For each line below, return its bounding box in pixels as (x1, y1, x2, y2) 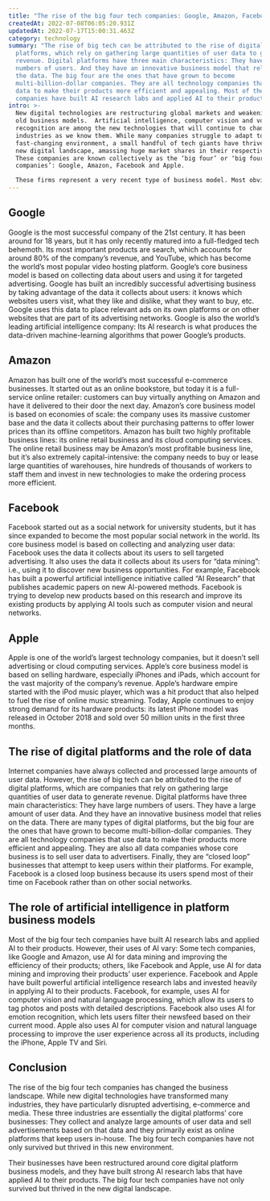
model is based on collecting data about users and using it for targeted (8, 270, 243, 280)
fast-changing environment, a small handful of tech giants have (15, 139, 239, 148)
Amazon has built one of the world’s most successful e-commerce (8, 375, 228, 384)
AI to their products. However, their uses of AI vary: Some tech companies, (8, 943, 256, 953)
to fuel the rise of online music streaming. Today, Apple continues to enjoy (8, 696, 255, 705)
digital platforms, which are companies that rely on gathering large (8, 783, 229, 793)
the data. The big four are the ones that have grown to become (15, 72, 235, 80)
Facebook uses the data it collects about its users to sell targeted (8, 548, 224, 558)
